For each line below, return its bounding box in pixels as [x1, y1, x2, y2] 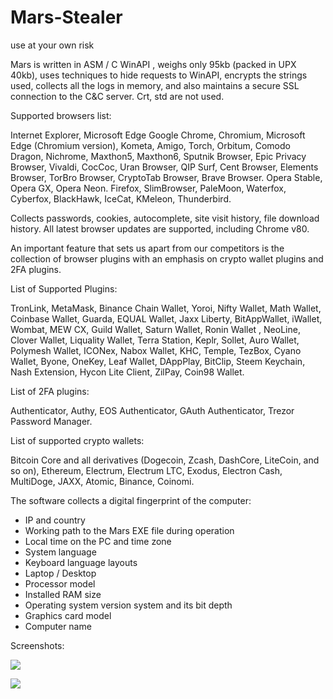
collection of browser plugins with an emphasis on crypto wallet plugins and [10, 252, 324, 265]
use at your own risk [10, 39, 95, 51]
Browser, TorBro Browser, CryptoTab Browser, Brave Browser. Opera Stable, [10, 171, 323, 183]
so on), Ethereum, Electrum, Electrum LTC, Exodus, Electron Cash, [10, 464, 283, 476]
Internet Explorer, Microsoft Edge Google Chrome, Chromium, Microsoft [10, 129, 306, 141]
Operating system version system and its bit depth [24, 599, 233, 611]
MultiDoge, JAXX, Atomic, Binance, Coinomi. [10, 475, 195, 487]
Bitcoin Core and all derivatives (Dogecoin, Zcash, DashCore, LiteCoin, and [10, 454, 320, 466]
